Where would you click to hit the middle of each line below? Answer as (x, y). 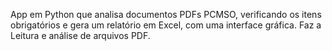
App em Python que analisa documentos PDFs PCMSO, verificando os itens (166, 14)
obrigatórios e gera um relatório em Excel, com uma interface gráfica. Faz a (166, 25)
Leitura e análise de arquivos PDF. (80, 35)
